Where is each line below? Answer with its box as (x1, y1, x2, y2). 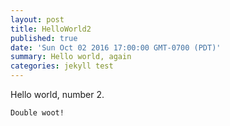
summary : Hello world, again (10, 52, 132, 62)
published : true (10, 33, 78, 43)
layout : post (10, 14, 65, 25)
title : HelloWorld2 (10, 24, 92, 34)
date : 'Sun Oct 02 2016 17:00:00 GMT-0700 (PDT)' (10, 42, 222, 53)
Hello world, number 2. (10, 89, 105, 100)
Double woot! (10, 108, 65, 118)
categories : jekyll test (10, 61, 114, 71)
